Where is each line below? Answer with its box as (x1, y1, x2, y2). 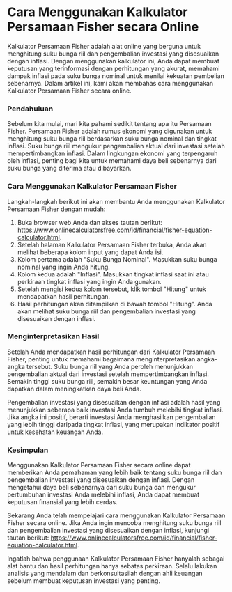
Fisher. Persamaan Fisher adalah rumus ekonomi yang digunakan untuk (7, 127, 212, 136)
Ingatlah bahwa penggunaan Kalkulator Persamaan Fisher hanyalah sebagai (7, 554, 225, 563)
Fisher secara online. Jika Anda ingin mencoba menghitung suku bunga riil (7, 519, 222, 527)
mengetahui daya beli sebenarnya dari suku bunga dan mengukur (7, 483, 196, 492)
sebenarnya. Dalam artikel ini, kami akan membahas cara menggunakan (7, 79, 214, 87)
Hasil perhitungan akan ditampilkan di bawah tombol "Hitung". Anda (17, 299, 212, 308)
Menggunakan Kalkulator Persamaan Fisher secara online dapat (7, 461, 191, 469)
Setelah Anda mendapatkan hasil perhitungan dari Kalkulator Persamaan (7, 348, 215, 356)
